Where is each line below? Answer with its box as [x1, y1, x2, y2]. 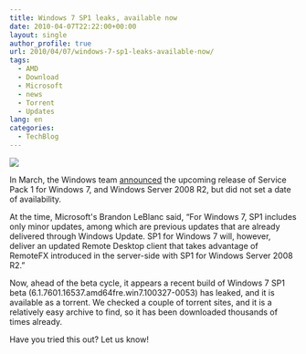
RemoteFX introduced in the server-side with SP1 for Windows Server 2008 [9, 250, 294, 261]
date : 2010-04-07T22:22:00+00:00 [9, 22, 137, 31]
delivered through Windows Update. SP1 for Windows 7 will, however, [9, 230, 271, 242]
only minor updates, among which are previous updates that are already [9, 221, 280, 232]
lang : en [9, 115, 43, 124]
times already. [9, 316, 63, 327]
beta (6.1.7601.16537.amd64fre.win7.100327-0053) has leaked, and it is [9, 286, 276, 297]
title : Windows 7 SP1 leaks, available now [9, 13, 178, 23]
